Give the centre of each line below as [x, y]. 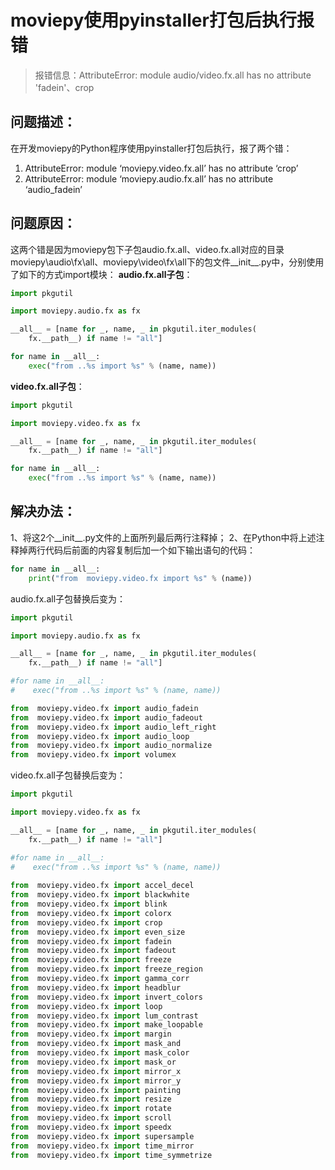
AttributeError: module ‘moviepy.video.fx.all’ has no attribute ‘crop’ [161, 168]
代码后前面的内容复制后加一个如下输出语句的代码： [150, 550]
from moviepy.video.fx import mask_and [96, 1044]
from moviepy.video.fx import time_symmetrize [111, 1155]
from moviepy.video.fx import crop [86, 922]
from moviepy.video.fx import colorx [91, 913]
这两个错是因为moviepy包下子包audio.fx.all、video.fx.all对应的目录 [147, 249]
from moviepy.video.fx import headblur [96, 987]
